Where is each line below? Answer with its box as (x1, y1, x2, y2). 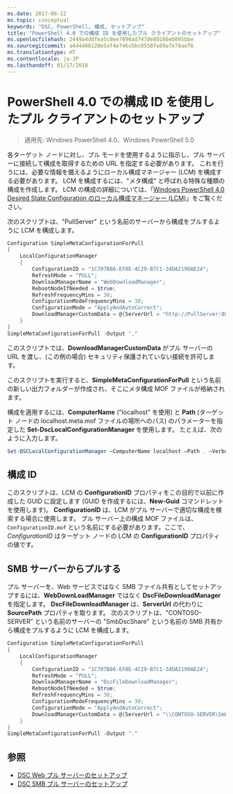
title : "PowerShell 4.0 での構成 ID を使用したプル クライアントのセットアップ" (7, 29, 221, 37)
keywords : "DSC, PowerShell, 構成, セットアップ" (7, 23, 146, 30)
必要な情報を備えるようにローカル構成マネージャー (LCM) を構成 (31, 167, 216, 176)
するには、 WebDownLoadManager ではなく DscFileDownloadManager (12, 591, 221, 599)
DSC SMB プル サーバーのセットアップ (17, 779, 128, 788)
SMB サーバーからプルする (7, 563, 121, 574)
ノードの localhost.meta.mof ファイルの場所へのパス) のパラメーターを (15, 416, 217, 424)
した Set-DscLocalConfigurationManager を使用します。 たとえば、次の (12, 425, 223, 433)
